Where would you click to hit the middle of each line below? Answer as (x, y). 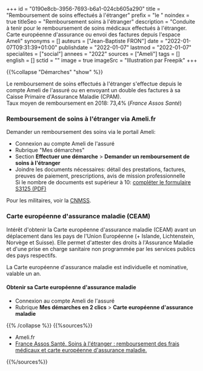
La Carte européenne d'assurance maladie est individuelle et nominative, (97, 267)
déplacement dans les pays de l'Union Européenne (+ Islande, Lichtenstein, (101, 236)
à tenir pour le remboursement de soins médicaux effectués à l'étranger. (97, 28)
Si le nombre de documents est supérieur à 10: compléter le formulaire (103, 182)
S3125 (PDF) (31, 189)
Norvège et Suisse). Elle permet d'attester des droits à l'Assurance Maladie (100, 242)
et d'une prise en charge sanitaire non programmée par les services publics (101, 249)
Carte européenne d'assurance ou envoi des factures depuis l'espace (93, 35)
